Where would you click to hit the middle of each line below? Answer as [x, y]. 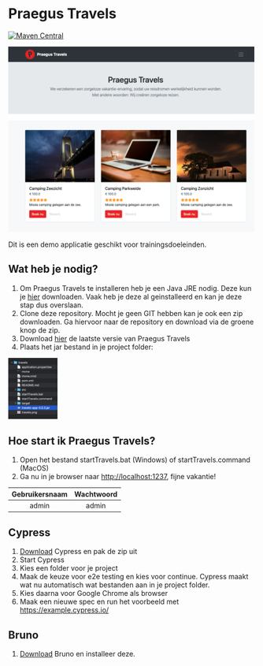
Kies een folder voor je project [69, 568]
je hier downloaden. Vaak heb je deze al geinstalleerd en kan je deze [131, 296]
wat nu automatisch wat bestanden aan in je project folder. [115, 585]
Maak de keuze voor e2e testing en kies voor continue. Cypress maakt [134, 577]
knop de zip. [40, 330]
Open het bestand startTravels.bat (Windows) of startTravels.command [135, 460]
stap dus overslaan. [52, 305]
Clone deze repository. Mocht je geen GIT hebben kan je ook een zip [131, 313]
